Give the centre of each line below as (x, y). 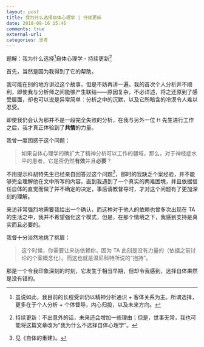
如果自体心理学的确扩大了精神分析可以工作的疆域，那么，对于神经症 (106, 153)
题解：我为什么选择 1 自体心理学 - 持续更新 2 (59, 58)
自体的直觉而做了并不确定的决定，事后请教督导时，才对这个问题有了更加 (102, 189)
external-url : (24, 35)
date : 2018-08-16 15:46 (36, 23)
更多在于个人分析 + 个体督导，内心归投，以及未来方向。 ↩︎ (88, 305)
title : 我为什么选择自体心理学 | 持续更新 (54, 18)
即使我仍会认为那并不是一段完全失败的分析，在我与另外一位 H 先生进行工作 (100, 120)
